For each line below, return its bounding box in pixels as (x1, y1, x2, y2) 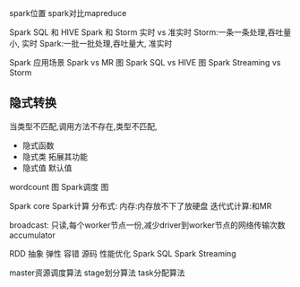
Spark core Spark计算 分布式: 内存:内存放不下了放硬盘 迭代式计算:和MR (9, 200, 272, 211)
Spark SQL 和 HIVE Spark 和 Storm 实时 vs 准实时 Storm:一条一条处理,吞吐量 (9, 27, 292, 38)
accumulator (9, 230, 56, 240)
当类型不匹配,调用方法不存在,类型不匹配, (9, 120, 159, 132)
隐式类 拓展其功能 (21, 151, 88, 161)
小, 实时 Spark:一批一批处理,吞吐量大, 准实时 (9, 39, 173, 48)
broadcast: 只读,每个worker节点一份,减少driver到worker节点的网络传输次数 (9, 219, 286, 230)
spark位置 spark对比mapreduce (9, 8, 127, 18)
